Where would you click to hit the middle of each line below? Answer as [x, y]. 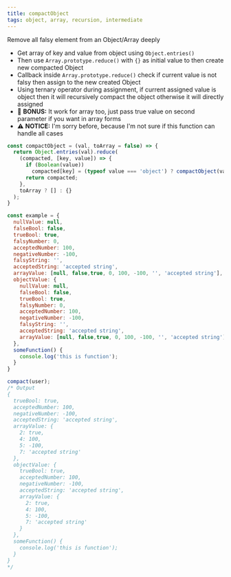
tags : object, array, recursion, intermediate [75, 20]
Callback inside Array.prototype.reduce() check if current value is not [117, 75]
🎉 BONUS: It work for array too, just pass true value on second [106, 111]
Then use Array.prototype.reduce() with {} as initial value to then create [120, 60]
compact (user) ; [29, 382]
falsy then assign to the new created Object [79, 82]
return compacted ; [52, 177]
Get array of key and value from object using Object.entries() [106, 53]
